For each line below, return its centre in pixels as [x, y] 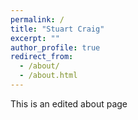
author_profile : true [55, 47]
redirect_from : [42, 57]
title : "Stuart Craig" [57, 29]
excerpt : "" [35, 38]
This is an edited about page [69, 103]
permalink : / [37, 19]
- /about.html [48, 76]
